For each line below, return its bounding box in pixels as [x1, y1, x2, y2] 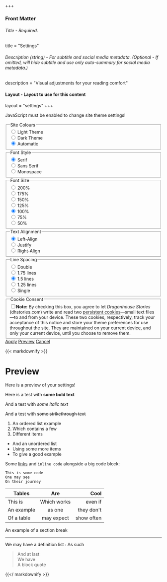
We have [17, 557, 36, 563]
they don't [78, 507, 102, 513]
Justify [17, 242, 32, 248]
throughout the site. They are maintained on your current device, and [9, 325, 151, 331]
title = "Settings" [5, 43, 39, 49]
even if [85, 499, 102, 506]
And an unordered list [12, 440, 57, 447]
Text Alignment [10, 229, 41, 235]
